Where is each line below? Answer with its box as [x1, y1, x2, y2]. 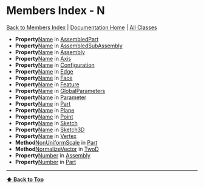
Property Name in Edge [15, 67, 73, 75]
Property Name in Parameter [15, 94, 87, 101]
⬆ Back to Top [6, 176, 44, 183]
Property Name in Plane [15, 106, 75, 114]
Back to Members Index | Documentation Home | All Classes [6, 24, 157, 31]
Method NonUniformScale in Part [15, 139, 98, 146]
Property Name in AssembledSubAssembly [15, 42, 123, 49]
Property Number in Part [15, 158, 76, 165]
